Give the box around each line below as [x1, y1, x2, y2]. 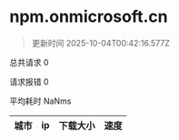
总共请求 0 [9, 56, 49, 67]
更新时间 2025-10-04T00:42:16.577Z [31, 37, 171, 48]
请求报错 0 [9, 75, 49, 87]
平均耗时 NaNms [9, 95, 72, 106]
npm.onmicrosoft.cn [9, 6, 168, 27]
